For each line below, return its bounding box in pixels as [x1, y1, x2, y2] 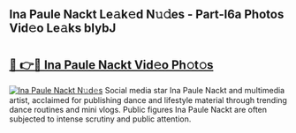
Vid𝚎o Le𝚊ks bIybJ [9, 21, 117, 36]
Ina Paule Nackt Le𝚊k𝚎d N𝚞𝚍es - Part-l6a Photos [9, 7, 285, 22]
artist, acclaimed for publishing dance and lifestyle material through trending [9, 95, 287, 105]
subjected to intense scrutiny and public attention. [9, 114, 192, 124]
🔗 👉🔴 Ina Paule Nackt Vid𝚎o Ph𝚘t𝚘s [9, 57, 214, 72]
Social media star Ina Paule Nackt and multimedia [104, 85, 285, 95]
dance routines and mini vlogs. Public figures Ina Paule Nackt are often [9, 105, 268, 115]
